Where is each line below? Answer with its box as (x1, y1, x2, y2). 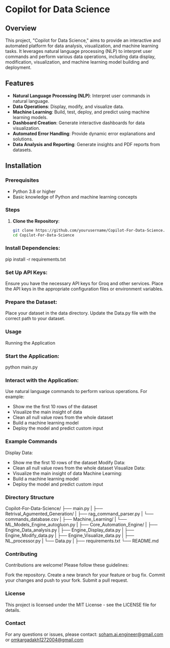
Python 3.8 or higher (12, 188, 56, 194)
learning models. (12, 114, 48, 120)
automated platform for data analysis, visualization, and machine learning (5, 43, 158, 49)
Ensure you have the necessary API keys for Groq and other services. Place (5, 280, 163, 287)
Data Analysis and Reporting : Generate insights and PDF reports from (12, 141, 160, 147)
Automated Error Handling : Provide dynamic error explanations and (12, 130, 156, 136)
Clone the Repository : (12, 218, 60, 224)
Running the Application (5, 340, 56, 346)
